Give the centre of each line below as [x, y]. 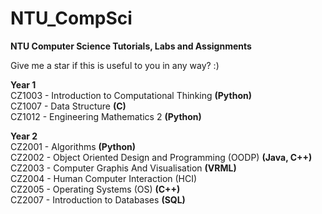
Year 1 [23, 84]
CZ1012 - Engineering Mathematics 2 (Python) [106, 116]
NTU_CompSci [71, 18]
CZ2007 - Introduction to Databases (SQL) [98, 199]
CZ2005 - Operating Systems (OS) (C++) [95, 189]
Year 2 [24, 136]
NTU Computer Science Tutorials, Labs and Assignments [131, 46]
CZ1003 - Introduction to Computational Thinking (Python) [131, 95]
